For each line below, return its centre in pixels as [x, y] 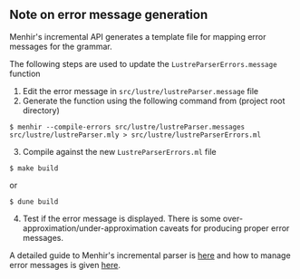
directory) [41, 110]
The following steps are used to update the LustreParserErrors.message [144, 63]
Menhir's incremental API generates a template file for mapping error [138, 36]
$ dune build [34, 202]
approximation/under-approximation [90, 228]
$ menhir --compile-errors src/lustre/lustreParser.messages [127, 127]
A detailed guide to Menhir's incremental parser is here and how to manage [150, 255]
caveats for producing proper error [225, 228]
